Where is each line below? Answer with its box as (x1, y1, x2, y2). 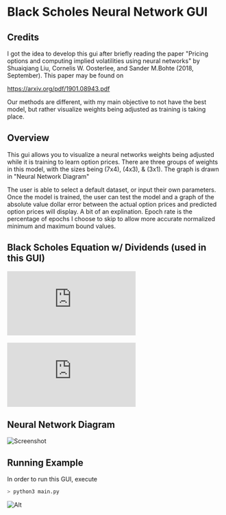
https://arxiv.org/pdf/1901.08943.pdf (7, 85, 110, 92)
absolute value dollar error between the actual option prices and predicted (7, 200, 217, 208)
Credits (7, 32, 40, 43)
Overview (7, 132, 50, 144)
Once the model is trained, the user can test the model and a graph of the (7, 192, 214, 201)
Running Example (7, 457, 84, 468)
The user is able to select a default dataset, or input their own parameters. (7, 186, 216, 194)
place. (7, 112, 25, 121)
